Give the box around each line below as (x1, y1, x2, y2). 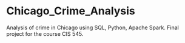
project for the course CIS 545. (6, 30, 84, 37)
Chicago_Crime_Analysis (6, 4, 135, 18)
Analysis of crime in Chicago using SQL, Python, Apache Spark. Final (6, 24, 179, 31)
